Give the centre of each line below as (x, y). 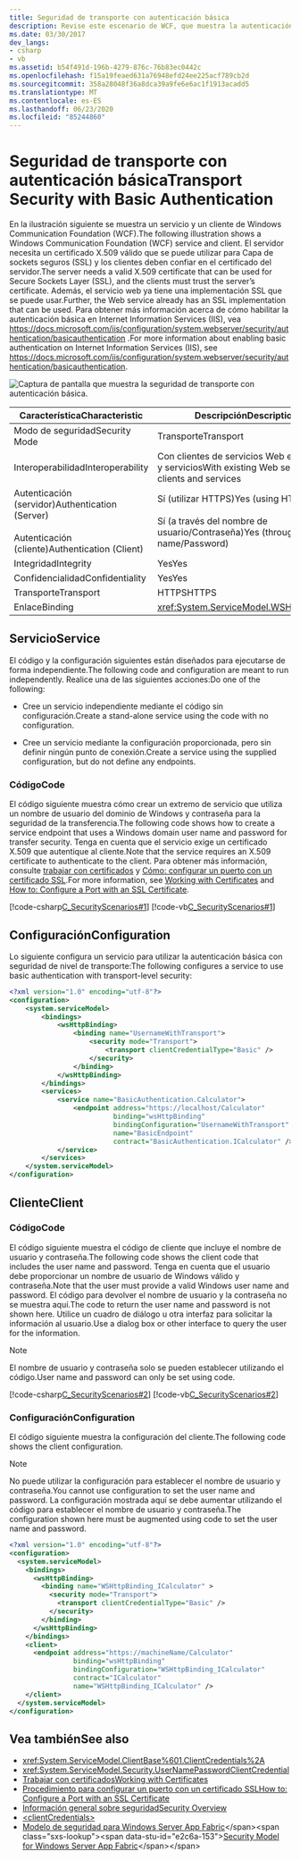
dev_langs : (29, 42)
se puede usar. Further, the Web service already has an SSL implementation (148, 300)
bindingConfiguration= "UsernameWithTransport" (201, 1124)
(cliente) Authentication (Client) (79, 549)
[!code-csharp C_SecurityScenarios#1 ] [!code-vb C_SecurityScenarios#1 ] (142, 907)
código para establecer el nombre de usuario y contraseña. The (125, 1510)
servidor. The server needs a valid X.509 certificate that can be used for (141, 272)
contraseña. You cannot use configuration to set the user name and (132, 1491)
